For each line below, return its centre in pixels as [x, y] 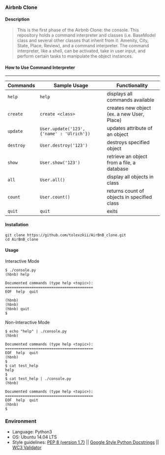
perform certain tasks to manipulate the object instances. [75, 56]
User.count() [55, 197]
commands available [131, 100]
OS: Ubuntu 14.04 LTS [35, 437]
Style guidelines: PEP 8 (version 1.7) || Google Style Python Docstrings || [85, 442]
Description [17, 19]
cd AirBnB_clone [22, 239]
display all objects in [130, 177]
